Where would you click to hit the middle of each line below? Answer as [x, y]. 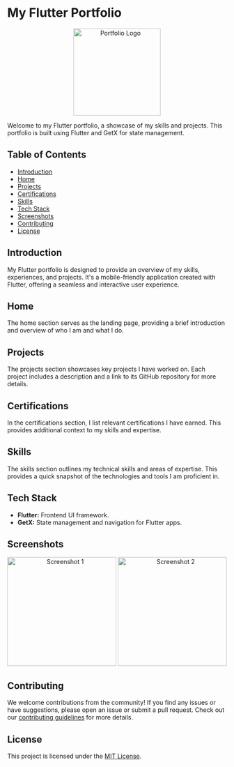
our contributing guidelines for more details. [70, 717]
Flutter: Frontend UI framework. [63, 515]
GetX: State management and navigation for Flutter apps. [100, 522]
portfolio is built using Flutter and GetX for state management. [96, 132]
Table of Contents [47, 155]
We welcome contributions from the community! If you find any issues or [111, 703]
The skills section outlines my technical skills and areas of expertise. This [112, 469]
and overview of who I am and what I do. [65, 331]
